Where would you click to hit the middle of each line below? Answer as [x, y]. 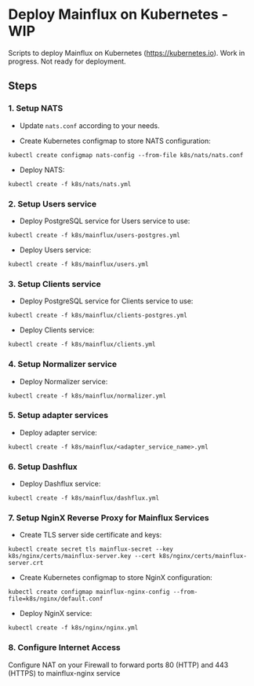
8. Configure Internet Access [65, 647]
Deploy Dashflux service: [60, 484]
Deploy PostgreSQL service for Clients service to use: [106, 301]
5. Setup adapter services [58, 416]
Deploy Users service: [55, 250]
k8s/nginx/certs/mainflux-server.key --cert [82, 556]
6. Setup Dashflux [43, 467]
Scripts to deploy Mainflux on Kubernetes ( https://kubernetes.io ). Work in [127, 53]
